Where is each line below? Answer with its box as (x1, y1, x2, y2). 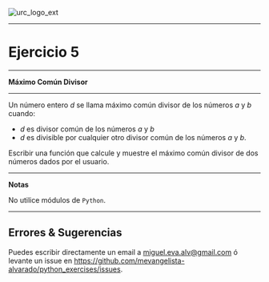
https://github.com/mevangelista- (74, 256, 186, 265)
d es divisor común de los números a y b (19, 124, 155, 134)
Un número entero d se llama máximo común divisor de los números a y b (8, 100, 252, 110)
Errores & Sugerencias (8, 226, 122, 240)
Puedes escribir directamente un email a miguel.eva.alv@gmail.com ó (8, 247, 239, 256)
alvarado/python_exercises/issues (8, 264, 122, 274)
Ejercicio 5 (8, 43, 80, 62)
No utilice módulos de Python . (8, 195, 106, 204)
